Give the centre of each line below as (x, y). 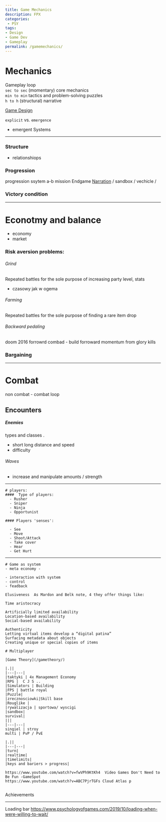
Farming (14, 300)
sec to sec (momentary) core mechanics (47, 90)
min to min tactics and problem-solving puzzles (54, 95)
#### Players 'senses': (30, 521)
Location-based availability (35, 616)
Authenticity (19, 629)
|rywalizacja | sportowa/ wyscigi (41, 707)
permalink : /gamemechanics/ (34, 47)
